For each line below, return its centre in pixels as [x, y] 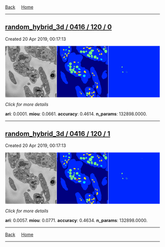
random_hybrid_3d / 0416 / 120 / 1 [58, 134]
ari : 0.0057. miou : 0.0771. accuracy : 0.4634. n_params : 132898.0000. [76, 220]
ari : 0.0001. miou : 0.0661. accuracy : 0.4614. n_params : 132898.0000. [76, 114]
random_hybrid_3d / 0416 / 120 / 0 [58, 27]
